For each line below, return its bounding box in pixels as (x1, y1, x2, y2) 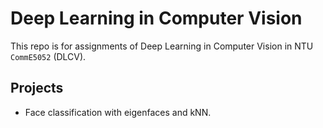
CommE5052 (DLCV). (10, 50, 87, 62)
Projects (10, 80, 64, 97)
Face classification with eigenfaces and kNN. (24, 106, 212, 118)
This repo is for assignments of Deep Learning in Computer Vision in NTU (10, 40, 314, 52)
